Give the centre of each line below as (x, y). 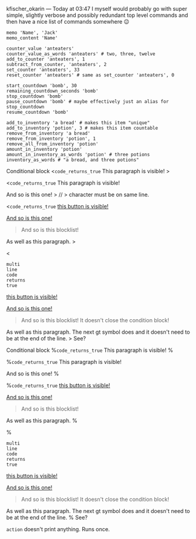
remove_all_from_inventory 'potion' (52, 144)
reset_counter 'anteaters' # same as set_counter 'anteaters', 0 (90, 75)
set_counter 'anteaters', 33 (43, 70)
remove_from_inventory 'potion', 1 (51, 139)
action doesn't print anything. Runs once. (58, 529)
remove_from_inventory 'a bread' (48, 133)
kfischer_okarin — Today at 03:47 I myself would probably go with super (97, 9)
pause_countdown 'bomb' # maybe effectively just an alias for (88, 102)
